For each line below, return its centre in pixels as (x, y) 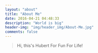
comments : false (21, 32)
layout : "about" (21, 9)
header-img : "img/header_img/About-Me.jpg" (49, 27)
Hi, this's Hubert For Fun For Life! (50, 46)
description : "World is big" (34, 23)
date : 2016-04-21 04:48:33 (32, 18)
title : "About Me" (23, 14)
